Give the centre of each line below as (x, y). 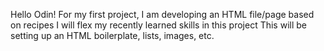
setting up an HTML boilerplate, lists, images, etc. (112, 35)
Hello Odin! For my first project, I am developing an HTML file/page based (162, 14)
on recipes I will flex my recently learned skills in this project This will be (158, 25)
